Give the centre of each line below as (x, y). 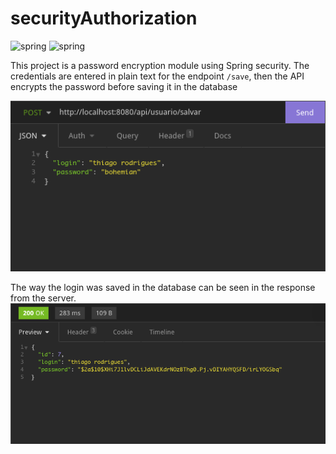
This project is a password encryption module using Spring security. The (160, 65)
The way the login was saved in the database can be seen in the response (163, 288)
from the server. (43, 298)
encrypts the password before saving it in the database (124, 86)
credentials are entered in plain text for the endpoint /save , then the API (157, 76)
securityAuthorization (104, 18)
